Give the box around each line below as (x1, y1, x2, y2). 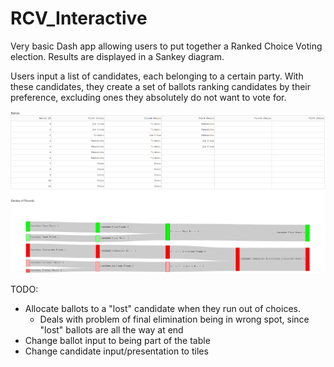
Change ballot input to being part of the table (24, 335, 211, 347)
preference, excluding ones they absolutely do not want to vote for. (10, 91, 287, 103)
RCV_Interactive (10, 7, 148, 30)
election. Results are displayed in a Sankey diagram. (10, 50, 225, 62)
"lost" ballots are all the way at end (39, 324, 184, 336)
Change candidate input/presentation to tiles (24, 345, 209, 357)
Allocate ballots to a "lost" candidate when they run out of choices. (24, 303, 301, 315)
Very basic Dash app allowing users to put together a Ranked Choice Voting (10, 40, 323, 52)
